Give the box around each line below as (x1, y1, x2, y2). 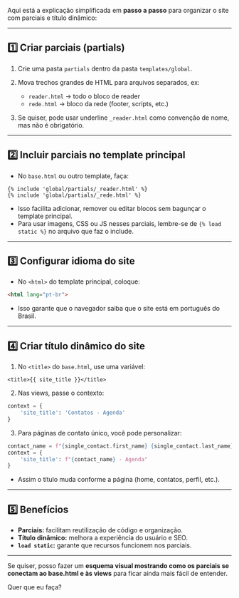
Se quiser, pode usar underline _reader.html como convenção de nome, (17, 113, 230, 122)
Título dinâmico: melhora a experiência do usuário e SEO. (17, 534, 188, 542)
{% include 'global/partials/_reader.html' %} (7, 185, 148, 192)
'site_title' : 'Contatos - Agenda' (20, 409, 126, 416)
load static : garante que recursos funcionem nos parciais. (17, 541, 192, 550)
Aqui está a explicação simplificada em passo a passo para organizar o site (7, 6, 229, 14)
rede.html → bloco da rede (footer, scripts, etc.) (28, 99, 169, 108)
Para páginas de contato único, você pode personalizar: (17, 428, 182, 437)
